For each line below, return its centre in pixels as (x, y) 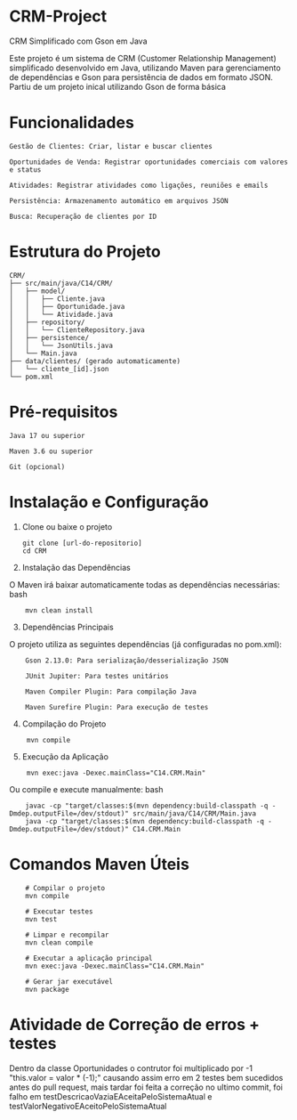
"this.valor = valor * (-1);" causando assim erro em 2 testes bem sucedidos (146, 1077)
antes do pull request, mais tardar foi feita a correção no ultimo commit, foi (146, 1087)
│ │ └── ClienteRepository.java (77, 330)
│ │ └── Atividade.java (61, 314)
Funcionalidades (72, 123)
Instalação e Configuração (109, 502)
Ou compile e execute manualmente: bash (86, 789)
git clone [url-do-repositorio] (82, 543)
